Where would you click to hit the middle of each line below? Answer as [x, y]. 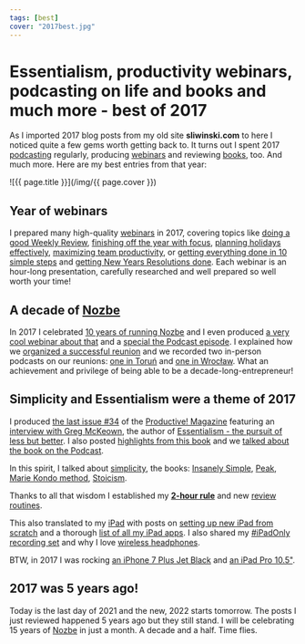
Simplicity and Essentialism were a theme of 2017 [152, 399]
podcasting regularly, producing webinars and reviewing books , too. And [146, 155]
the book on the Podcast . [57, 450]
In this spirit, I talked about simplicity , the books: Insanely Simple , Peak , [143, 468]
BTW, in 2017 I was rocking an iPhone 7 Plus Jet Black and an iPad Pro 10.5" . [152, 560]
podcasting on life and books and [138, 91]
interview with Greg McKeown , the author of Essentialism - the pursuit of [146, 431]
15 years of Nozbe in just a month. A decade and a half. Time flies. [133, 629]
